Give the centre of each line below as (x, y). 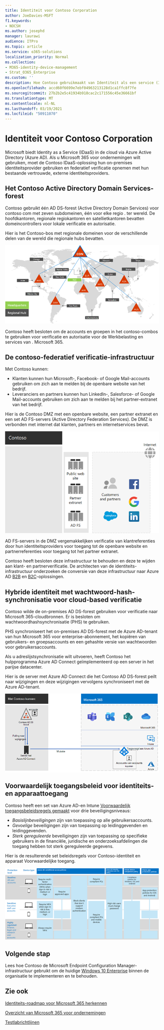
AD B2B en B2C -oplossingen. (35, 577)
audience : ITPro (21, 42)
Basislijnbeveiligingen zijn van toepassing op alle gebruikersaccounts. (82, 820)
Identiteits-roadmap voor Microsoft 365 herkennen (56, 1003)
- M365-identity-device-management (41, 67)
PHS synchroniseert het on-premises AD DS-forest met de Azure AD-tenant (81, 631)
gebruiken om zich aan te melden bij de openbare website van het (79, 384)
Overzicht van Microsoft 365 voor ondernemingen (55, 1012)
